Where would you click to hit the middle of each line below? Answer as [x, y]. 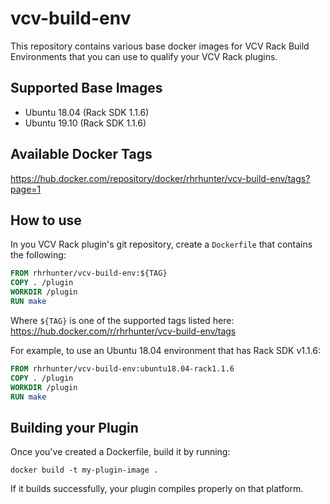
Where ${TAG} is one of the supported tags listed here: [122, 320]
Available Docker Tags [81, 154]
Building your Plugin [74, 427]
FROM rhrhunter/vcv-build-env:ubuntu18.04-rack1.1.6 [122, 368]
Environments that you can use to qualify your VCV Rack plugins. [144, 56]
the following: [38, 255]
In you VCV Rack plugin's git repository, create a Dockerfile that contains [161, 244]
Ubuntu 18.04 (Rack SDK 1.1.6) [87, 112]
